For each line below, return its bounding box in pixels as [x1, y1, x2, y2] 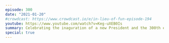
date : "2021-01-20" [5, 12, 46, 17]
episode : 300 [5, 7, 33, 12]
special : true [5, 30, 35, 35]
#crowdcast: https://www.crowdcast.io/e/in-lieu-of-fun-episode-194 [5, 16, 152, 21]
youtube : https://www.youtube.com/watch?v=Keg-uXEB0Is [5, 21, 123, 26]
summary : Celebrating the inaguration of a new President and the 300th [5, 26, 161, 31]
